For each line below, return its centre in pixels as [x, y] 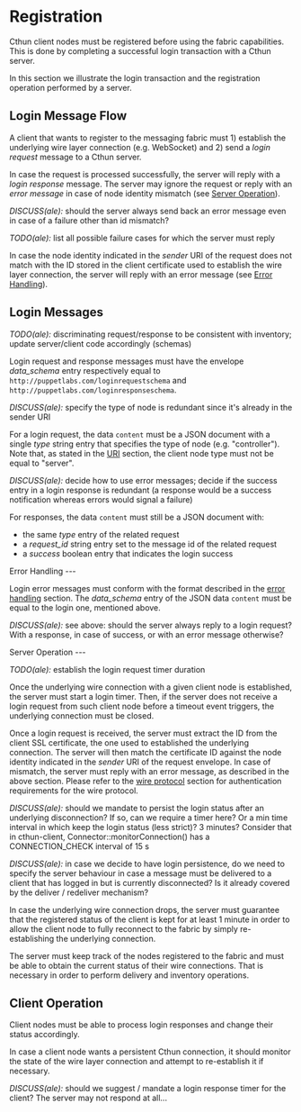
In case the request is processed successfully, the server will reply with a [145, 174]
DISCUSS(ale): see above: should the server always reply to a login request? [150, 625]
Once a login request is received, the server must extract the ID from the [143, 733]
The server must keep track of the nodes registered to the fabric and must [147, 955]
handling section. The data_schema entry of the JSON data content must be [150, 598]
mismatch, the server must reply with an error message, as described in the [150, 771]
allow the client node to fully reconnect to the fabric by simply [124, 928]
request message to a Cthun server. [75, 157]
